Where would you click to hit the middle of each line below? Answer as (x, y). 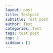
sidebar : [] (18, 43)
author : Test (19, 24)
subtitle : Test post (27, 19)
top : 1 (12, 38)
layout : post (19, 10)
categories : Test (23, 29)
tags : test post (22, 33)
